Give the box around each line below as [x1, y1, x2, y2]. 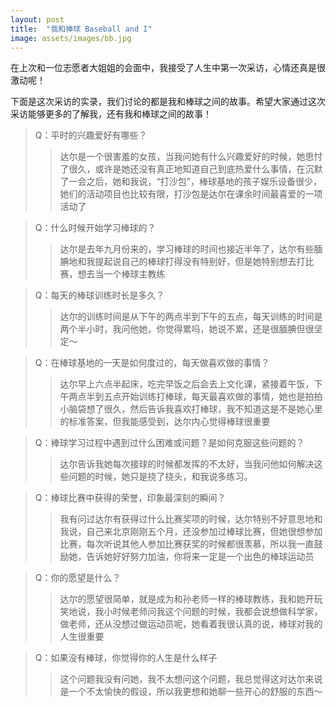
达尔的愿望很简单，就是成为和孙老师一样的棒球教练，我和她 [59, 593, 306, 605]
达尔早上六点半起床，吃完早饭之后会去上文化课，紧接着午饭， [59, 378, 315, 390]
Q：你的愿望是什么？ [34, 572, 122, 584]
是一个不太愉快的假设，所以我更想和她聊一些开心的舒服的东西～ [59, 686, 323, 698]
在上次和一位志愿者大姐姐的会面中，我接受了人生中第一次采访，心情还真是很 [10, 62, 326, 74]
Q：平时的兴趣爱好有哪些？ [34, 129, 148, 141]
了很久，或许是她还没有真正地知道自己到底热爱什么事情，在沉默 [59, 163, 323, 175]
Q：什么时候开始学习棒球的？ [34, 222, 157, 234]
